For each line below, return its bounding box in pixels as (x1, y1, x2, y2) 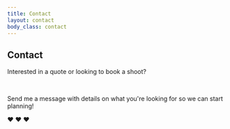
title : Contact (7, 10, 52, 17)
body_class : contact (7, 23, 68, 30)
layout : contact (7, 17, 54, 24)
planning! (7, 102, 34, 110)
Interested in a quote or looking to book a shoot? (7, 68, 146, 76)
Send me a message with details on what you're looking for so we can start (7, 95, 223, 103)
